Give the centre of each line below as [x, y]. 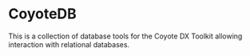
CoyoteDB [43, 14]
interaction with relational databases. [69, 44]
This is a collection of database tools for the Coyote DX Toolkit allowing [125, 36]
